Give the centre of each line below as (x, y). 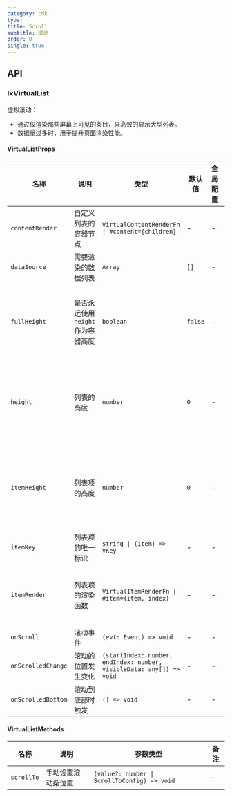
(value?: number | (124, 774)
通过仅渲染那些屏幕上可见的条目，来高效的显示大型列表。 (99, 124)
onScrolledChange (39, 666)
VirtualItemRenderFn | (139, 591)
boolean (115, 321)
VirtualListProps (31, 149)
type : (15, 20)
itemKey (23, 547)
